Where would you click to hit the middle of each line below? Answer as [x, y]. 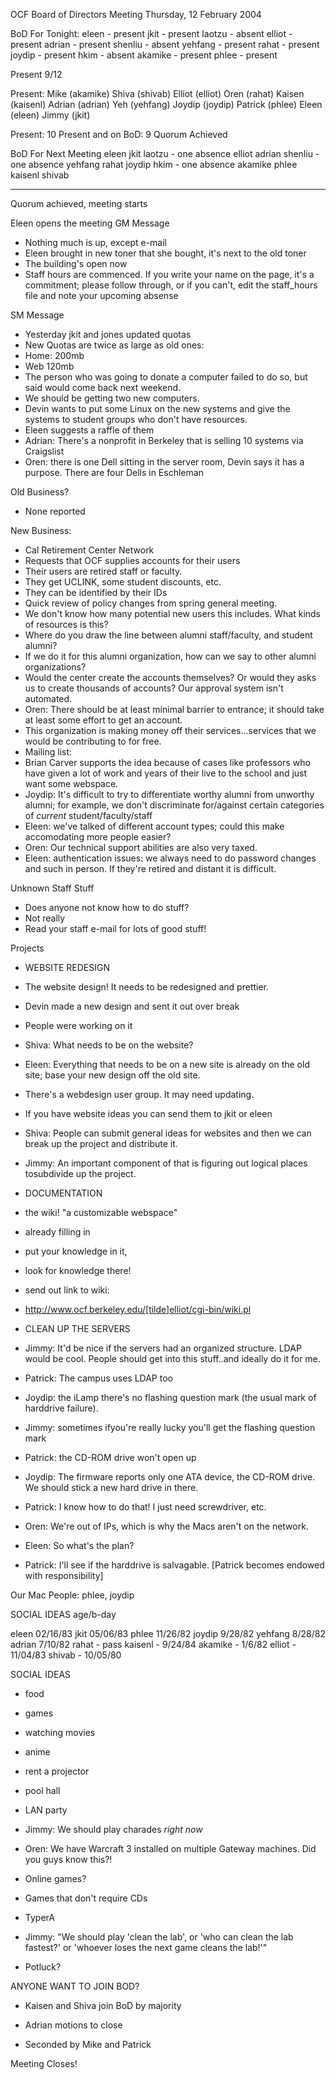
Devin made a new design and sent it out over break [132, 1006]
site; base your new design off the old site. [112, 1075]
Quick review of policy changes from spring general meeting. [151, 603]
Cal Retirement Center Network [89, 550]
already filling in [57, 1232]
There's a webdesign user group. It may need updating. [139, 1094]
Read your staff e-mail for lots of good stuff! [115, 928]
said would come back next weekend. [103, 387]
